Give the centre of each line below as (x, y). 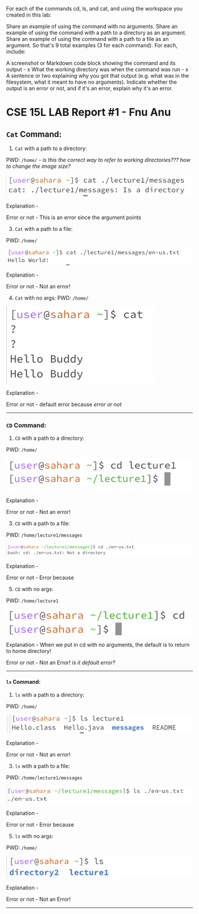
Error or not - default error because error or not (64, 404)
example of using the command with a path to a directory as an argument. (96, 33)
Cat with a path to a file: (44, 229)
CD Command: (26, 425)
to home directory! (29, 651)
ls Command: (23, 681)
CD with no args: (34, 589)
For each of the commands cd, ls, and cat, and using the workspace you (94, 9)
